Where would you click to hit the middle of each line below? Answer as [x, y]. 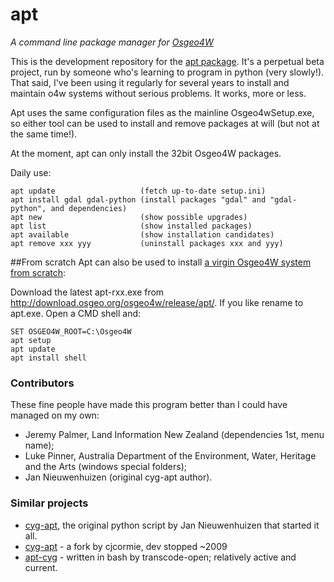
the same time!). [44, 134]
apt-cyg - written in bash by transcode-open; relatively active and [160, 557]
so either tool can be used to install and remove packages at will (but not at [165, 123]
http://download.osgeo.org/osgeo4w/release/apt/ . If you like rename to [157, 302]
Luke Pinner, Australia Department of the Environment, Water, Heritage [170, 456]
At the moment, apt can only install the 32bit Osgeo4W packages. [146, 153]
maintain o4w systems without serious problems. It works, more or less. [158, 93]
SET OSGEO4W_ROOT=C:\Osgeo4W [71, 331]
